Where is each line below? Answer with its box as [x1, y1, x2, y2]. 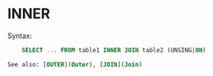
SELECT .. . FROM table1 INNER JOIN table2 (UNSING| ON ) [21, 46, 207, 54]
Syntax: [7, 31, 32, 40]
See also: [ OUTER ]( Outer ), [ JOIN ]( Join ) [7, 60, 143, 68]
